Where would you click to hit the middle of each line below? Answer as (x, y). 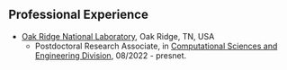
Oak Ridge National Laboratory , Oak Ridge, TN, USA (118, 36)
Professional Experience (79, 15)
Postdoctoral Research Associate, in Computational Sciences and (156, 46)
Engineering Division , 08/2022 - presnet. (111, 55)
